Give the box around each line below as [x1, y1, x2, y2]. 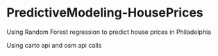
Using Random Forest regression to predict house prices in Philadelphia [6, 28, 212, 36]
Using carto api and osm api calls [6, 41, 102, 49]
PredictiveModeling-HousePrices [6, 5, 204, 21]
